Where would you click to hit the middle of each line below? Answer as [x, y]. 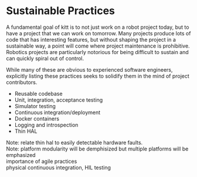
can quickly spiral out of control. [45, 58]
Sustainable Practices [61, 11]
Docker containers [37, 118]
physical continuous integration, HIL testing [59, 167]
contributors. [22, 82]
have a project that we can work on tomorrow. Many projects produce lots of [98, 33]
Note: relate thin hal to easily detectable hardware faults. [74, 142]
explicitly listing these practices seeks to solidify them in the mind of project [98, 76]
